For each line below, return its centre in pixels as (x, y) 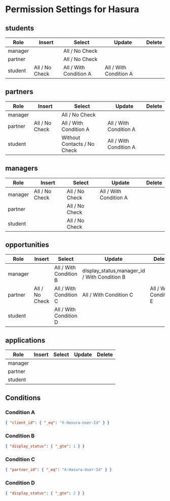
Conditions (23, 398)
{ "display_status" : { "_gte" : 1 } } (45, 446)
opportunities (27, 245)
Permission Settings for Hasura (72, 9)
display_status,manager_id (114, 271)
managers (22, 168)
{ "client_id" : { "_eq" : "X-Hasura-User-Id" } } (57, 423)
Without (71, 137)
